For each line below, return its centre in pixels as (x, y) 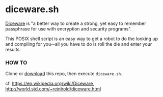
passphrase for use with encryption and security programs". (69, 28)
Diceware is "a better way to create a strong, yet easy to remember (76, 23)
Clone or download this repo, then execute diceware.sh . (64, 74)
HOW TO (16, 62)
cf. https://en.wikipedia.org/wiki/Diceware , (50, 84)
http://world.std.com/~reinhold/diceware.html (53, 89)
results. (13, 49)
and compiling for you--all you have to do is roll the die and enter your (79, 44)
